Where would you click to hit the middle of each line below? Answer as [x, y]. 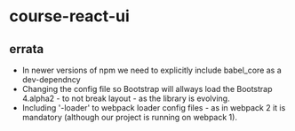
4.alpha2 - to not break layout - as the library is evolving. [126, 98]
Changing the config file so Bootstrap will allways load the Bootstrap [147, 89]
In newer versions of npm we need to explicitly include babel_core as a [151, 70]
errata [27, 49]
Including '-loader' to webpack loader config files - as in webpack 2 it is [154, 108]
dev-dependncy [52, 80]
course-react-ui [70, 16]
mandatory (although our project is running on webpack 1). [130, 117]
